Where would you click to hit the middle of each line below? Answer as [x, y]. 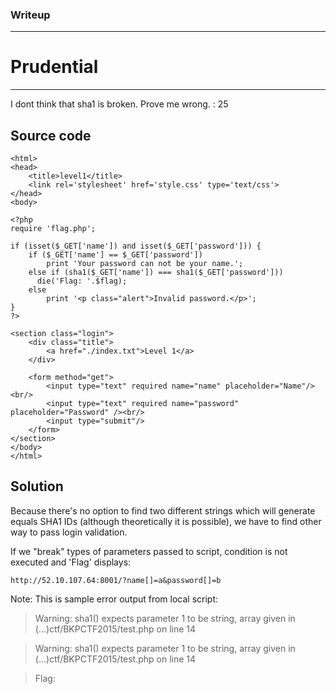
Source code [51, 135]
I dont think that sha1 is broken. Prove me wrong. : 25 [119, 104]
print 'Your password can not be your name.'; [145, 264]
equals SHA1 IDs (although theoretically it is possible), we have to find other [166, 521]
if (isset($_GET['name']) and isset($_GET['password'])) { [136, 246]
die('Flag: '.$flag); [82, 281]
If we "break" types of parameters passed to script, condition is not [149, 551]
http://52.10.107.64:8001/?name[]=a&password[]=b [116, 580]
